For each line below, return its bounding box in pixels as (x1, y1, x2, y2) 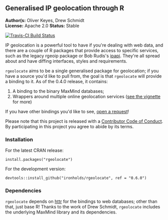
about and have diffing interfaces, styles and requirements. (5, 58, 127, 64)
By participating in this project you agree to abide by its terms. (5, 123, 134, 129)
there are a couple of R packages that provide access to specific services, (5, 47, 159, 53)
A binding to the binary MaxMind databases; (12, 88, 104, 94)
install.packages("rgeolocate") (5, 157, 73, 162)
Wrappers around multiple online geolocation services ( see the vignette (12, 93, 160, 99)
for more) (12, 99, 32, 105)
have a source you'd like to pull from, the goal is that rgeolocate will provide (5, 73, 162, 79)
